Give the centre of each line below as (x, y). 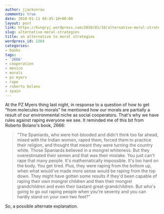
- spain (13, 91)
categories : (17, 46)
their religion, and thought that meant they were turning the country (85, 145)
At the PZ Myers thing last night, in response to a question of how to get (77, 105)
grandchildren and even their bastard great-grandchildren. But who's (86, 187)
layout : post (18, 23)
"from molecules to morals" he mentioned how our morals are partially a (78, 110)
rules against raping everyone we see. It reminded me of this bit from (74, 120)
